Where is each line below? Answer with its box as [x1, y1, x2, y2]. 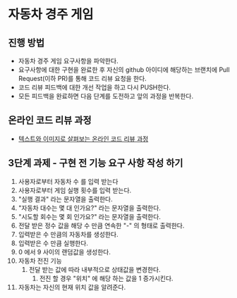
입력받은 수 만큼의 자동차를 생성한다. [18, 230, 119, 238]
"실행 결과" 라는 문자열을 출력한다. [18, 194, 113, 203]
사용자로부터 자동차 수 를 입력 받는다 [18, 177, 119, 185]
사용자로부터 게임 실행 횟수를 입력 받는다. [18, 186, 132, 194]
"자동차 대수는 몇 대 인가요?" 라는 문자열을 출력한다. [18, 204, 162, 212]
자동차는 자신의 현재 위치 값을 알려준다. [18, 283, 126, 291]
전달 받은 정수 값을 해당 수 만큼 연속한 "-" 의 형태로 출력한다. [18, 221, 185, 230]
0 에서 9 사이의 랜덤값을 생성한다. [18, 247, 111, 256]
